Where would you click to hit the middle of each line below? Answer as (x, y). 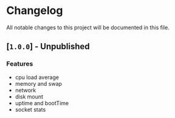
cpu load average (37, 77)
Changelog (35, 11)
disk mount (29, 96)
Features (20, 64)
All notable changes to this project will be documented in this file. (88, 27)
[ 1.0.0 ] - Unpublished (48, 47)
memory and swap (39, 83)
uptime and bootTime (42, 103)
